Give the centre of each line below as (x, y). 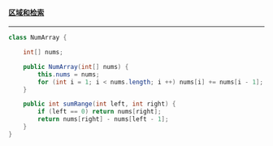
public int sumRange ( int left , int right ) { (100, 104)
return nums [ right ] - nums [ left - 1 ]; (103, 119)
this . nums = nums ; (69, 74)
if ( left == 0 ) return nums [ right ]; (100, 112)
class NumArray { (38, 38)
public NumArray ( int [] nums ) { (76, 67)
